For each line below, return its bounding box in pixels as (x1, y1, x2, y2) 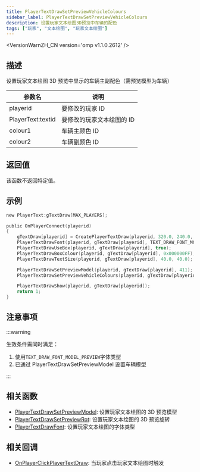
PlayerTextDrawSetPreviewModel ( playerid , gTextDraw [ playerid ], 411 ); (17, 267, 193, 273)
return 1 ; (17, 289, 42, 295)
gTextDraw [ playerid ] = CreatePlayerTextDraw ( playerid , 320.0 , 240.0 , (17, 234, 193, 240)
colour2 (9, 137, 32, 146)
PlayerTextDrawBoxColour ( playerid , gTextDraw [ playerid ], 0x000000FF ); (17, 251, 196, 257)
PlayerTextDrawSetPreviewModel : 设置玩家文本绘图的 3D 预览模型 (14, 408, 177, 415)
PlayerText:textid (9, 115, 56, 124)
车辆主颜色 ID (61, 127, 99, 135)
